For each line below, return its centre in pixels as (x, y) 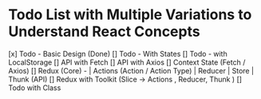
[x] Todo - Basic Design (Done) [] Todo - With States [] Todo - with (118, 53)
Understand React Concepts (105, 32)
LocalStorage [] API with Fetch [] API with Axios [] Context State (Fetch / (127, 62)
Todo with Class (35, 87)
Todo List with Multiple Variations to (130, 15)
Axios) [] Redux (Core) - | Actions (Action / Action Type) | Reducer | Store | (131, 70)
